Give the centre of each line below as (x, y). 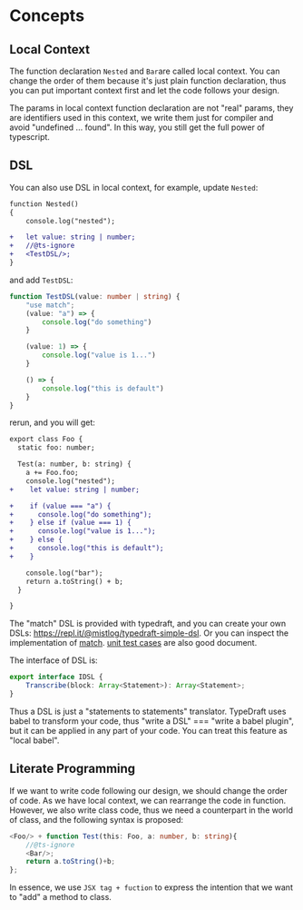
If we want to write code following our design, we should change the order (148, 790)
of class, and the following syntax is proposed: (97, 819)
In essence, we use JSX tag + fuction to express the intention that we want (151, 887)
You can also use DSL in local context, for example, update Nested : (134, 187)
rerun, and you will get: (52, 422)
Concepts (47, 16)
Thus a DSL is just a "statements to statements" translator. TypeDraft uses (148, 711)
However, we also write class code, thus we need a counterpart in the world (151, 810)
